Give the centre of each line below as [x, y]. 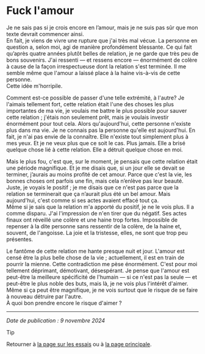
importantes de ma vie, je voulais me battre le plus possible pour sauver [97, 110]
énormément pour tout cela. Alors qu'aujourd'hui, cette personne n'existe [99, 123]
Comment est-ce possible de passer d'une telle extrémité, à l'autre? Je [95, 98]
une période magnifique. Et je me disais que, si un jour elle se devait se [95, 168]
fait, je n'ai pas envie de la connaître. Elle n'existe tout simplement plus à [98, 136]
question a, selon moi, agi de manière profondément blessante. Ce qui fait [99, 47]
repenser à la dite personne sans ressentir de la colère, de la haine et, [94, 226]
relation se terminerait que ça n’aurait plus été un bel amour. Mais [88, 193]
